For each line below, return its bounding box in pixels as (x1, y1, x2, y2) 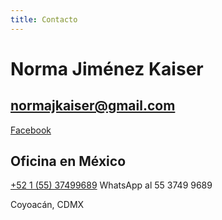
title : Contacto (10, 14, 78, 25)
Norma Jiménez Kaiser (10, 57, 204, 80)
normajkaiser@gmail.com (10, 97, 176, 115)
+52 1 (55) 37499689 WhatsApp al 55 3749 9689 (10, 179, 213, 191)
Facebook (10, 124, 52, 136)
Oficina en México (10, 153, 127, 170)
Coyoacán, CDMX (10, 199, 85, 211)
